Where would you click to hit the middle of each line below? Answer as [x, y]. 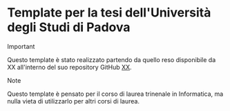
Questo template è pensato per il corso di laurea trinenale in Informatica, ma [115, 94]
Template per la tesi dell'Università [109, 13]
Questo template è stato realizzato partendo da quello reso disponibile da [112, 59]
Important [21, 46]
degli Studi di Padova [69, 27]
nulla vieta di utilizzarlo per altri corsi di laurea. [74, 101]
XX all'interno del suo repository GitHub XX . [70, 67]
